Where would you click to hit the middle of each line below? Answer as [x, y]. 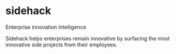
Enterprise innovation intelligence [46, 27]
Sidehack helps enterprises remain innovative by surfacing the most [88, 38]
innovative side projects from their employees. [62, 45]
